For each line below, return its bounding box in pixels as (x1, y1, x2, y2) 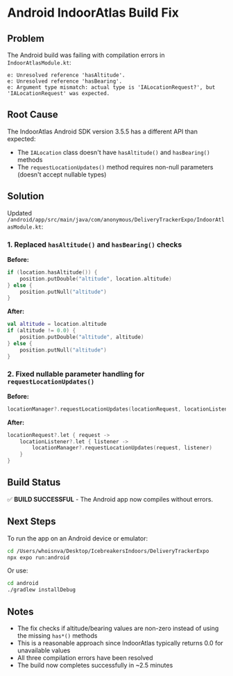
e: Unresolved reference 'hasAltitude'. (7, 72, 126, 79)
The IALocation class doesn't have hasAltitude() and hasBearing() (17, 148, 210, 156)
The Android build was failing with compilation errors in (7, 51, 165, 59)
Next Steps (7, 516, 56, 527)
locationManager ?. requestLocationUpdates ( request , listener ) (32, 445, 213, 452)
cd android (7, 580, 39, 587)
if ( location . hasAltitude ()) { (7, 269, 98, 276)
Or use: (7, 566, 28, 575)
